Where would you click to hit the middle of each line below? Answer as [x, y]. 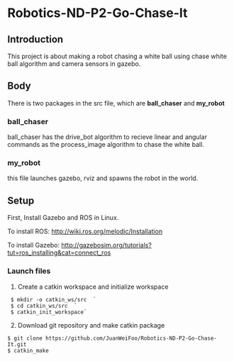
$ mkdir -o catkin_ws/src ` [54, 299]
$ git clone [25, 338]
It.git [17, 344]
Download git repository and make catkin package [91, 325]
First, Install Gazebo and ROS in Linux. [63, 218]
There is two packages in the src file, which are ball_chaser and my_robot [116, 103]
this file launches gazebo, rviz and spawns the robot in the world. [103, 178]
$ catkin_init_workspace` [49, 312]
